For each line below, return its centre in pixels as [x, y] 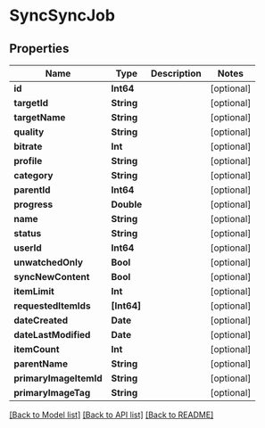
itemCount [37, 349]
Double [127, 204]
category [33, 175]
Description [176, 74]
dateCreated [41, 320]
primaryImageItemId [58, 378]
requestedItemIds [52, 306]
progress [33, 204]
